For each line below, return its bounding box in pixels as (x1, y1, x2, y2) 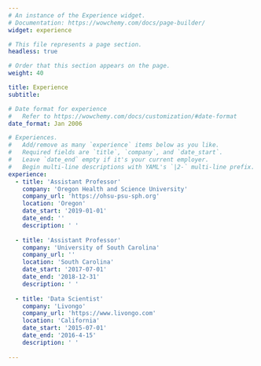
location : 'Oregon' (22, 200, 86, 208)
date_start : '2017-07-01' (22, 265, 108, 274)
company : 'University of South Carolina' (22, 243, 160, 252)
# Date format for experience (8, 105, 108, 113)
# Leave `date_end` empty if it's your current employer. (8, 156, 210, 164)
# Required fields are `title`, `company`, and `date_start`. (8, 149, 223, 157)
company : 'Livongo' (22, 302, 86, 310)
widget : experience (8, 26, 72, 34)
